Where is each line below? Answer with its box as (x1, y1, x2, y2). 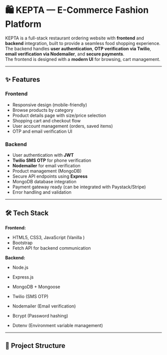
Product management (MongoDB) (12, 168, 82, 174)
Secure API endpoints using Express (12, 173, 88, 179)
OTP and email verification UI (12, 128, 73, 134)
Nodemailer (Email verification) (12, 303, 76, 309)
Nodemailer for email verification (12, 162, 81, 168)
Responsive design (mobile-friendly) (12, 101, 87, 108)
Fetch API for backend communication (12, 245, 91, 251)
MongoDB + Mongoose (12, 284, 61, 290)
